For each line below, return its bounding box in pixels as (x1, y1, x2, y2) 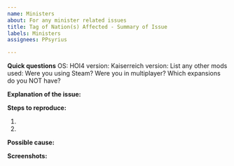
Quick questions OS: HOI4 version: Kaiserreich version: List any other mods (7, 62, 228, 70)
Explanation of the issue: (7, 90, 81, 99)
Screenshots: (7, 152, 48, 160)
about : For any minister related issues (7, 17, 128, 24)
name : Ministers (7, 10, 55, 18)
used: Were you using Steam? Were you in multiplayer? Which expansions (7, 69, 221, 78)
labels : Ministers (7, 29, 61, 37)
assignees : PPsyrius (7, 36, 68, 43)
